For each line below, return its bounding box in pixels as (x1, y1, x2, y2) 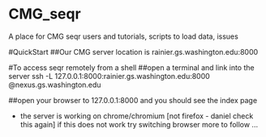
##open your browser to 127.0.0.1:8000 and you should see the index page (8, 95, 258, 105)
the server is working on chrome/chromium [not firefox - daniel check (19, 110, 254, 121)
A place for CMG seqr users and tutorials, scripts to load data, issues (8, 31, 239, 41)
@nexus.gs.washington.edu (8, 80, 101, 89)
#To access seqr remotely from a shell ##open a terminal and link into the (8, 62, 255, 73)
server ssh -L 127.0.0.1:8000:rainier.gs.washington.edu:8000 (8, 71, 211, 81)
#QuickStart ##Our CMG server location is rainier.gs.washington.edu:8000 (8, 47, 259, 56)
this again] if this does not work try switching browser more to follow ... (19, 119, 258, 129)
